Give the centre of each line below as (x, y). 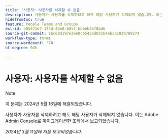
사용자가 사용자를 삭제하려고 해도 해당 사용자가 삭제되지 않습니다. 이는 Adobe (82, 114)
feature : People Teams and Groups (42, 24)
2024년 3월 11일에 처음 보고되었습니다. (44, 131)
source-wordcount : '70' (30, 43)
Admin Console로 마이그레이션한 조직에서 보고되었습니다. (63, 121)
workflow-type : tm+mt (28, 39)
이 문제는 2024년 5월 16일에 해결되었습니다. (49, 103)
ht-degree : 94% (21, 48)
